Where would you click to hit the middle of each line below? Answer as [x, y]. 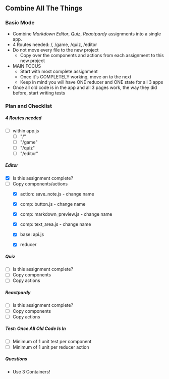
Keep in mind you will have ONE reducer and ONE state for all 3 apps [92, 82]
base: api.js [32, 234]
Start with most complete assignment [59, 71]
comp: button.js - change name [53, 204]
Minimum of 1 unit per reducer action [51, 347]
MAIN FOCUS [27, 66]
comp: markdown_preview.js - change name [66, 214]
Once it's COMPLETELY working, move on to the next [76, 77]
